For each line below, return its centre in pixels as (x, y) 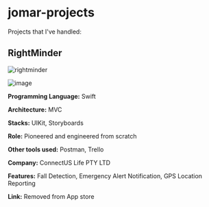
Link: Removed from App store (51, 196)
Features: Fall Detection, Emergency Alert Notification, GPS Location (105, 175)
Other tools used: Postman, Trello (56, 149)
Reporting (22, 183)
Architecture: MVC (35, 109)
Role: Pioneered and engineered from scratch (72, 136)
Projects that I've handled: (45, 32)
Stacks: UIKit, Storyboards (46, 123)
